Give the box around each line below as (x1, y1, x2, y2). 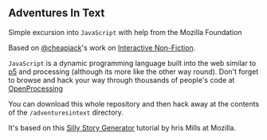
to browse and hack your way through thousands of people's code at (8, 75, 235, 84)
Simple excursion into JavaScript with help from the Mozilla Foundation (8, 27, 242, 37)
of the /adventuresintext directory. (8, 107, 124, 117)
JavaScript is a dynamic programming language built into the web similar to (8, 58, 257, 68)
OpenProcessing (8, 84, 64, 93)
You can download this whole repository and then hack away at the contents (8, 99, 260, 108)
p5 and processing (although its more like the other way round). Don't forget (8, 67, 259, 76)
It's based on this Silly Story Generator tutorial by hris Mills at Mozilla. (8, 122, 237, 132)
